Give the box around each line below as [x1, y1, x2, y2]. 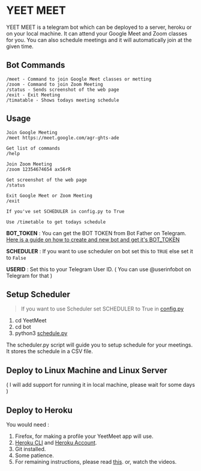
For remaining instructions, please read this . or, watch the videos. [14, 458, 177, 465]
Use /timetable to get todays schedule [6, 219, 106, 225]
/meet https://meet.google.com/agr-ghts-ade [6, 135, 119, 141]
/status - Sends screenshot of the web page [6, 87, 119, 93]
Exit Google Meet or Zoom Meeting [6, 192, 93, 199]
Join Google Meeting [6, 129, 58, 135]
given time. [6, 43, 34, 50]
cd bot [14, 323, 31, 331]
